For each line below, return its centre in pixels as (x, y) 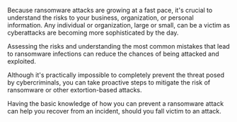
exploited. (22, 61)
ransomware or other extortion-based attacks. (75, 90)
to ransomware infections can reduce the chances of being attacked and (113, 54)
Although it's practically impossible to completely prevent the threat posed (116, 75)
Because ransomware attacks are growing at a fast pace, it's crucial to (110, 10)
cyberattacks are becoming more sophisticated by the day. (93, 32)
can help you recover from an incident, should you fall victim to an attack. (114, 111)
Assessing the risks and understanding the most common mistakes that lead (118, 46)
